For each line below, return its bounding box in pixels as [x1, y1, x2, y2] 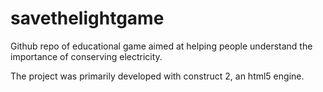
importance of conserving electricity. [10, 50, 163, 62]
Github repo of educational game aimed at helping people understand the [10, 40, 313, 52]
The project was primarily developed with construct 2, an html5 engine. [10, 70, 305, 82]
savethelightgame [10, 7, 165, 30]
